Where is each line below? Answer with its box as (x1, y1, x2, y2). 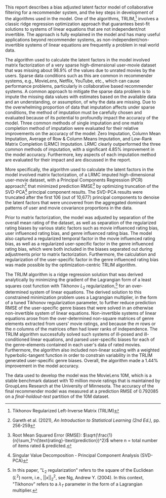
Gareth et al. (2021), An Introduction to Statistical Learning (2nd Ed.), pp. (12, 417, 161, 423)
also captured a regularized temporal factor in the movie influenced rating (5, 235, 156, 241)
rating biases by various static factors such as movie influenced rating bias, (5, 225, 159, 231)
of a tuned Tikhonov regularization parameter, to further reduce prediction (5, 300, 156, 306)
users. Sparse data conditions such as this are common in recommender (5, 72, 153, 78)
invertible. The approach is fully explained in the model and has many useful (5, 31, 161, 37)
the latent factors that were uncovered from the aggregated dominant (5, 199, 147, 205)
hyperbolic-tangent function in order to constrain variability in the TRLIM (5, 352, 153, 358)
